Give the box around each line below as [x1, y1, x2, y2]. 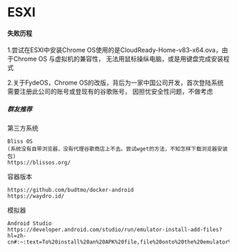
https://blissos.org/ [7, 160, 71, 167]
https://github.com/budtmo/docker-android [7, 186, 134, 194]
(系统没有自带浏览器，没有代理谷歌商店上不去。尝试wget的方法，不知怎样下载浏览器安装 [7, 145, 228, 152]
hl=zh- [7, 232, 27, 240]
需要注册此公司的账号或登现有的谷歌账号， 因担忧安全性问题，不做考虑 [7, 88, 213, 96]
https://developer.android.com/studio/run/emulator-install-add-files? [7, 227, 222, 234]
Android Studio [7, 220, 52, 227]
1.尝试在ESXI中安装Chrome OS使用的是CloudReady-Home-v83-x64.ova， [7, 46, 222, 54]
